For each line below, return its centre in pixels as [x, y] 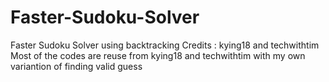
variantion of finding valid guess [76, 66]
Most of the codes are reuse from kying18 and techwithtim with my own [158, 55]
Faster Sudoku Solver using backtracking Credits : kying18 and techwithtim [165, 45]
